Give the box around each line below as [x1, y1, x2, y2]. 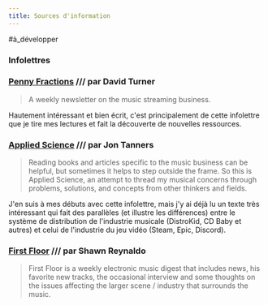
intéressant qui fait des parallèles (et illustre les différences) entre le [8, 208, 236, 217]
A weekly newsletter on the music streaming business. [28, 94, 211, 104]
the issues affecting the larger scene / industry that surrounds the [28, 281, 249, 290]
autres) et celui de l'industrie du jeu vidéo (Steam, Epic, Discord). [8, 225, 227, 235]
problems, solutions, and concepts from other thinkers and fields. [28, 183, 248, 193]
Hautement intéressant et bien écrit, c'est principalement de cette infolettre [8, 110, 260, 120]
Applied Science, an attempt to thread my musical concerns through [28, 175, 257, 185]
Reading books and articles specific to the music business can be [28, 157, 249, 167]
